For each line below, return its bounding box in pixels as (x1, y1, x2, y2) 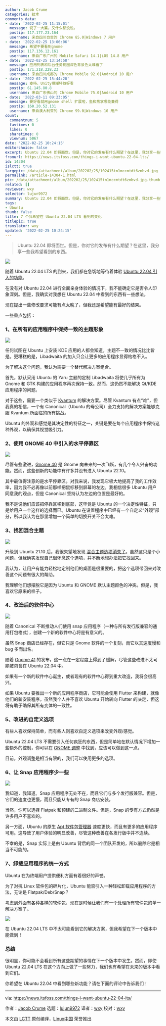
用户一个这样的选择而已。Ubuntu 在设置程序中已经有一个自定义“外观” (13, 507, 155, 513)
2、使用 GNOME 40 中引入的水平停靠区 (5, 440, 99, 447)
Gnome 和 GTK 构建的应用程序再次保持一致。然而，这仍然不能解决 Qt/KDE (5, 381, 157, 387)
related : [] (5, 182, 30, 187)
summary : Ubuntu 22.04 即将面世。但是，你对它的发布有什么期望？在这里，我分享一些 (5, 196, 161, 201)
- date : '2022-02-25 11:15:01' (5, 21, 70, 26)
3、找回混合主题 (5, 527, 44, 534)
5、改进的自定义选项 (5, 716, 54, 723)
